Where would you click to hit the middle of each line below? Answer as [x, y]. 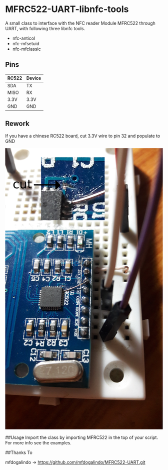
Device [34, 78]
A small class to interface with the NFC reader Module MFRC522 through [80, 23]
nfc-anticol [24, 38]
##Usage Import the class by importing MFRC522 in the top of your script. [82, 437]
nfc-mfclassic [26, 49]
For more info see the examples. [38, 442]
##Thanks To [19, 452]
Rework [17, 124]
